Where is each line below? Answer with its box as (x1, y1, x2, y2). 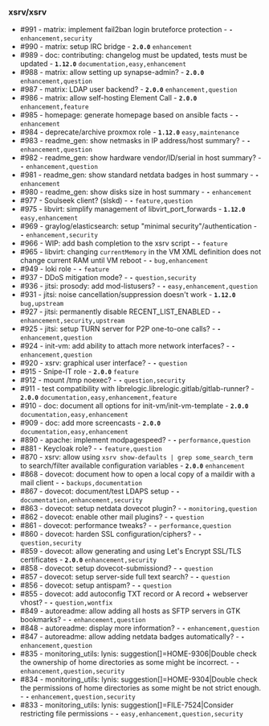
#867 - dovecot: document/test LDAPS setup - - (19, 486, 181, 497)
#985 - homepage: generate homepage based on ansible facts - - (19, 110, 239, 120)
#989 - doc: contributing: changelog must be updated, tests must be (19, 51, 247, 60)
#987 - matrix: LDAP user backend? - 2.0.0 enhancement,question (19, 85, 238, 94)
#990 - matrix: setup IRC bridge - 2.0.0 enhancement (19, 42, 193, 52)
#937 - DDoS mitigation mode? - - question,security (19, 273, 197, 283)
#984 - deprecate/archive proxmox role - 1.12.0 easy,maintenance (19, 127, 239, 137)
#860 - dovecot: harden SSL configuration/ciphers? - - (19, 530, 202, 539)
